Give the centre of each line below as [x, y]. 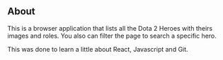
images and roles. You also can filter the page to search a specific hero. [112, 36]
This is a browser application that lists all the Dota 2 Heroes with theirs [110, 28]
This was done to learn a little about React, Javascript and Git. [98, 49]
